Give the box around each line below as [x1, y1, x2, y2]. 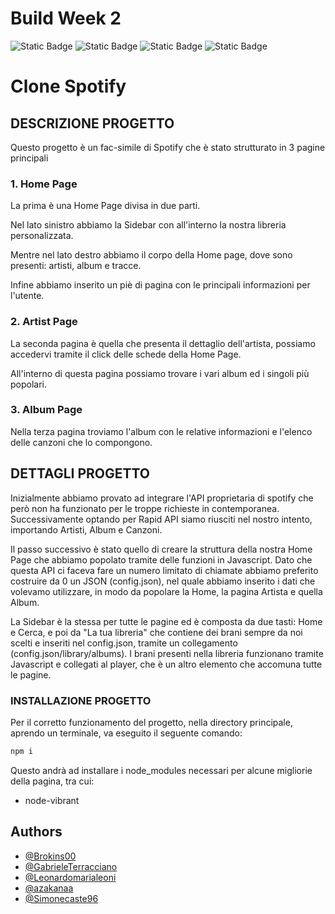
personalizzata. [10, 230, 74, 242]
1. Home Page [10, 177, 78, 191]
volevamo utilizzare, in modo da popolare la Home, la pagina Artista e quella [10, 585, 323, 597]
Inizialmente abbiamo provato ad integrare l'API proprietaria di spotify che [10, 492, 314, 504]
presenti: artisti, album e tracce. [10, 260, 142, 272]
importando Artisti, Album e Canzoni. [10, 523, 163, 536]
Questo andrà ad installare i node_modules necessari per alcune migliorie [10, 764, 313, 776]
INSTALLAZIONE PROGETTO [10, 693, 152, 707]
